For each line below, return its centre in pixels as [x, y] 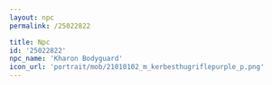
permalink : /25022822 [50, 26]
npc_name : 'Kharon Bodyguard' [66, 59]
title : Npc [30, 42]
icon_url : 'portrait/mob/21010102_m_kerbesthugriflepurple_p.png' [137, 67]
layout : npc [32, 17]
